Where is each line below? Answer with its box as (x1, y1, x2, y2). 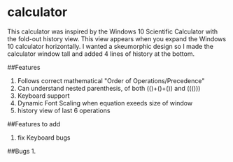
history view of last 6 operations (17, 106, 111, 115)
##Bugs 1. (7, 147, 36, 155)
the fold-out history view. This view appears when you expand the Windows (7, 34, 226, 43)
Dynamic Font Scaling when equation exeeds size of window (17, 98, 193, 107)
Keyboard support (17, 91, 70, 100)
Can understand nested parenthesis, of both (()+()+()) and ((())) (17, 84, 201, 92)
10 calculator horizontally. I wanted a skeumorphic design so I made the (7, 42, 213, 50)
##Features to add (7, 119, 61, 128)
